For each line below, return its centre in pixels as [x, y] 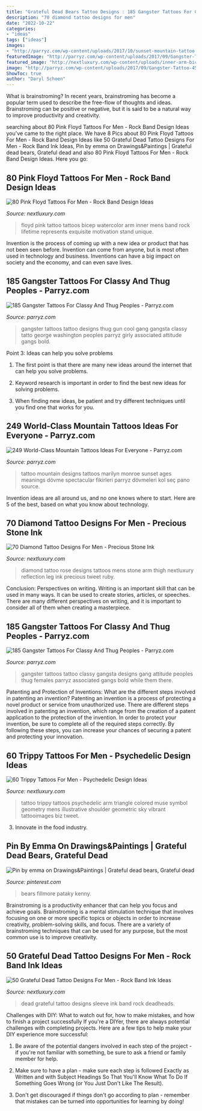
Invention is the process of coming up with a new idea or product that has [97, 243]
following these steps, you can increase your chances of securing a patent [99, 730]
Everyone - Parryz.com [51, 436]
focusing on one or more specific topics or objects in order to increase [93, 918]
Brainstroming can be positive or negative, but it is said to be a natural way [99, 109]
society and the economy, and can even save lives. [69, 262]
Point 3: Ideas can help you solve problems [60, 353]
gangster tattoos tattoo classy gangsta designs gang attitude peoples [107, 674]
